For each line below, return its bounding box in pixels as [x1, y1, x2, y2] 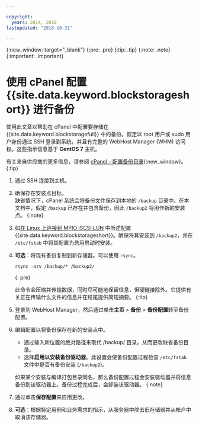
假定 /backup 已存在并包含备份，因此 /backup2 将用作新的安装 [35, 204, 185, 212]
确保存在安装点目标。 [14, 190, 67, 197]
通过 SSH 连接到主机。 [14, 177, 70, 184]
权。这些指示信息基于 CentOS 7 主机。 [6, 146, 101, 153]
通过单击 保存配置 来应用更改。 [14, 393, 88, 401]
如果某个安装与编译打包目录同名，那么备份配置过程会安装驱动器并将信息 [14, 374, 191, 381]
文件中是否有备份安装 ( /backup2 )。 [23, 361, 108, 368]
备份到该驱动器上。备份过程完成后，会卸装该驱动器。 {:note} [14, 381, 163, 388]
